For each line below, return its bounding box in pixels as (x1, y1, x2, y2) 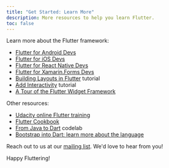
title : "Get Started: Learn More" (6, 9, 95, 15)
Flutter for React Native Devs (15, 62, 89, 69)
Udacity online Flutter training (15, 111, 91, 119)
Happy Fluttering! (6, 155, 50, 162)
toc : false (6, 20, 34, 26)
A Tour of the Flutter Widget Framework (15, 88, 116, 95)
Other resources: (6, 100, 49, 107)
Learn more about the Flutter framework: (6, 37, 109, 45)
